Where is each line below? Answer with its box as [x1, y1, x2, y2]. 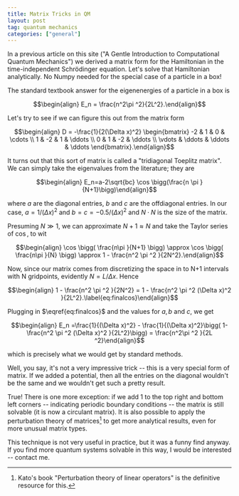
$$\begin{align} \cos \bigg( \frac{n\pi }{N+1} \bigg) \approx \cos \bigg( [15, 243, 224, 251]
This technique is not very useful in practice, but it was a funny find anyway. [7, 438, 231, 446]
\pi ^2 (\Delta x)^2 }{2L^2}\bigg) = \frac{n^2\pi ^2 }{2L [55, 328, 213, 337]
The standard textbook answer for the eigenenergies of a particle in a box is [7, 86, 230, 95]
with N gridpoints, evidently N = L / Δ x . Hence [7, 272, 139, 280]
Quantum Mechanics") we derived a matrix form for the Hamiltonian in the [7, 58, 224, 66]
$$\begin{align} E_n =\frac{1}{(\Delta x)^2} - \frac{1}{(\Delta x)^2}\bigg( [11, 321, 221, 329]
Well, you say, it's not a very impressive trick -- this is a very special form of [7, 364, 230, 372]
